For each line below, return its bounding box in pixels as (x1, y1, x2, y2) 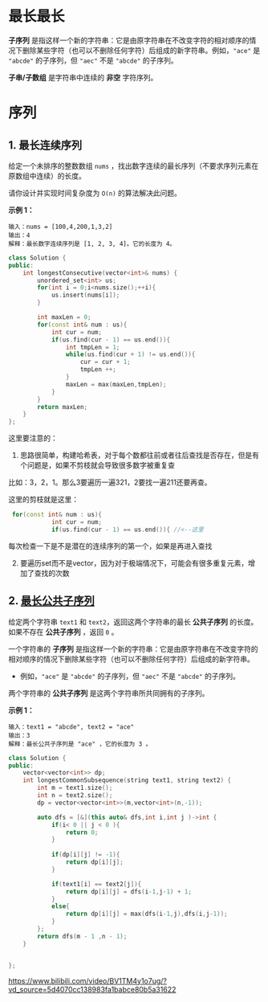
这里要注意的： (8, 433, 58, 443)
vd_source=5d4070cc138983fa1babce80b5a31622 (8, 984, 177, 994)
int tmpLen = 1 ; (65, 343, 120, 351)
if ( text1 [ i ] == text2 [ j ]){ (51, 880, 142, 888)
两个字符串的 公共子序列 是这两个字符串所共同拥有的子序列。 (8, 688, 209, 697)
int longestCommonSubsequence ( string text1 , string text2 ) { (22, 776, 231, 784)
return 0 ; (65, 828, 99, 836)
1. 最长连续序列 (8, 138, 83, 152)
